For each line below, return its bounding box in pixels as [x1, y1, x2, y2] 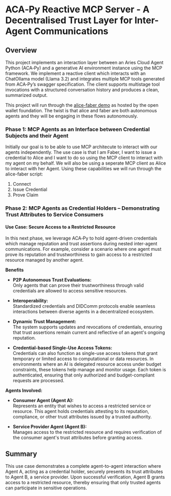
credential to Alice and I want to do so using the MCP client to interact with [5, 155, 163, 161]
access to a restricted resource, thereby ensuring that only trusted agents [5, 480, 161, 486]
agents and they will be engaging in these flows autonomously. [5, 113, 138, 119]
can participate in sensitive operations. [5, 485, 87, 491]
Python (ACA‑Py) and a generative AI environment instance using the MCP [5, 65, 162, 71]
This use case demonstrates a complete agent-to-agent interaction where [5, 463, 161, 469]
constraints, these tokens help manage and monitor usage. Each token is [12, 367, 166, 373]
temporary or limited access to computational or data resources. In [12, 355, 154, 362]
